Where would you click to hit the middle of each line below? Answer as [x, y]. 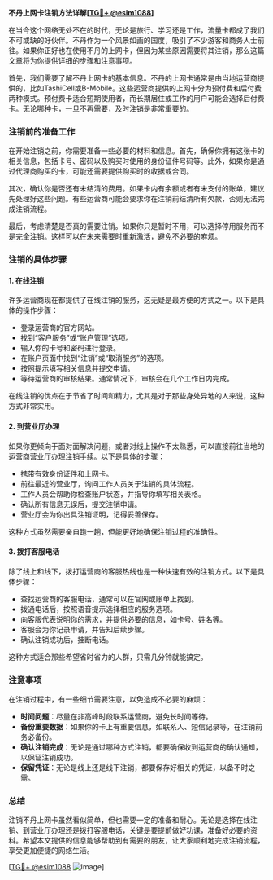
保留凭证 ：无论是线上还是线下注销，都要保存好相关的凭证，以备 [127, 768]
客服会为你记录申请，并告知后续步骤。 [84, 629]
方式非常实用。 [33, 406]
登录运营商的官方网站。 [59, 328]
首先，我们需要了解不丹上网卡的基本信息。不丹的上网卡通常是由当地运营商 [133, 78]
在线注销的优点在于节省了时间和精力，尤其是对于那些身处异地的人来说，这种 [136, 396]
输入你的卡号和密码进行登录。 [70, 348]
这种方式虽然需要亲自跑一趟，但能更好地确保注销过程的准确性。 [115, 531]
